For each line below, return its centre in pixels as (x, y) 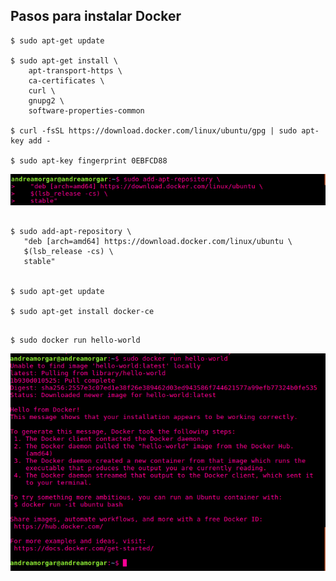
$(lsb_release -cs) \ (68, 252)
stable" (39, 262)
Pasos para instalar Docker (96, 16)
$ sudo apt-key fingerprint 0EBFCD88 (89, 160)
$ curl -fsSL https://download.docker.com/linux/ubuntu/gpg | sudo (154, 130)
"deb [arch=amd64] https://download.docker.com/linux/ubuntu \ (158, 242)
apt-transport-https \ (75, 70)
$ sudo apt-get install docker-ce (82, 312)
